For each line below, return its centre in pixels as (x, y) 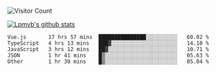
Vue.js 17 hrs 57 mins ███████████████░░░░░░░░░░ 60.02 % (108, 37)
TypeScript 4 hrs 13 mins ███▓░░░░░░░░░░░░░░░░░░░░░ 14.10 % (108, 43)
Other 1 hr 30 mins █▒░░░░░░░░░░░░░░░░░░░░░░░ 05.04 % (108, 62)
